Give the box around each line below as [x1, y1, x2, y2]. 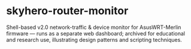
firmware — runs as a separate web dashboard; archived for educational [6, 30, 186, 37]
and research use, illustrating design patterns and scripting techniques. [6, 36, 183, 43]
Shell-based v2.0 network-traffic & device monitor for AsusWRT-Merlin [6, 24, 181, 31]
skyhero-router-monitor [6, 4, 129, 18]
